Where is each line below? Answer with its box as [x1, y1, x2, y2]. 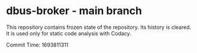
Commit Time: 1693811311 [6, 41, 69, 48]
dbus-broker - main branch [6, 4, 142, 18]
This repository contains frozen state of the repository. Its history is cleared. [6, 24, 191, 31]
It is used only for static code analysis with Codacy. [6, 29, 131, 37]
